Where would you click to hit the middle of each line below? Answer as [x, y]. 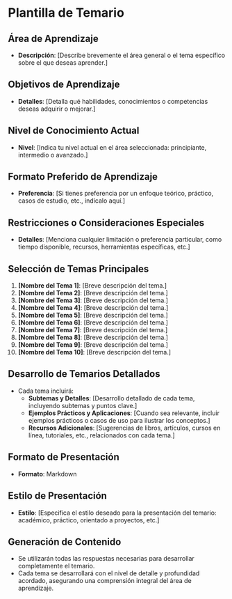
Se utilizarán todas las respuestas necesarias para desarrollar [106, 559]
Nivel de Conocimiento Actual [74, 131]
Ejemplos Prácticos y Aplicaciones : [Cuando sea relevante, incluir [124, 413]
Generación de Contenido [65, 542]
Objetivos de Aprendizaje [64, 85]
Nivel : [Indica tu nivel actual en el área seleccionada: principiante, [112, 147]
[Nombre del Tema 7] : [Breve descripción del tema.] [93, 330]
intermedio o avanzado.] [53, 155]
